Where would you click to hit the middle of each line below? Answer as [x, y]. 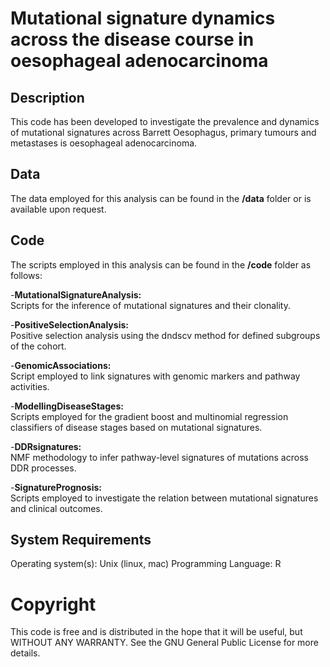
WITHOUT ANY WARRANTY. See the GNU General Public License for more [164, 643]
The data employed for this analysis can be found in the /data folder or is [161, 198]
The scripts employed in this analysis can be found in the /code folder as [161, 264]
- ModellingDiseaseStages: [67, 406]
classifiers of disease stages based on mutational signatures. [136, 427]
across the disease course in [132, 39]
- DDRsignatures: [46, 446]
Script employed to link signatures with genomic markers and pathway [155, 376]
